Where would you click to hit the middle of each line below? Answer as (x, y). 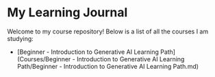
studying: (21, 38)
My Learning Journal (67, 13)
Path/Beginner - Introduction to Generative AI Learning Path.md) (108, 66)
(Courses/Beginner (44, 59)
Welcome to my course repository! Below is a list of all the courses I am (108, 31)
